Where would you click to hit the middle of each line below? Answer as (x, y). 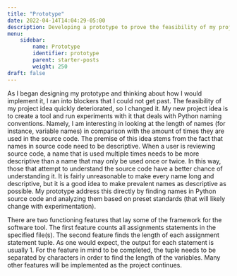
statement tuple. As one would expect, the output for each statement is (110, 242)
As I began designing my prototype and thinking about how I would (105, 93)
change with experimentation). (52, 206)
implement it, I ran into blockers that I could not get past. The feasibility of (115, 100)
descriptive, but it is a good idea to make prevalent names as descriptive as (117, 183)
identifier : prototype (66, 54)
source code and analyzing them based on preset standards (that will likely (116, 198)
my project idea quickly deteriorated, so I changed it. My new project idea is (118, 108)
